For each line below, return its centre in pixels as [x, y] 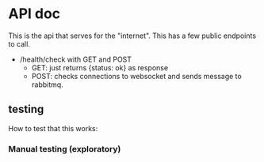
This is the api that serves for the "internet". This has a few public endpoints [132, 36]
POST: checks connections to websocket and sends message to [136, 76]
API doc [34, 14]
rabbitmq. [47, 85]
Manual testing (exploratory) [65, 149]
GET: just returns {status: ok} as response [100, 67]
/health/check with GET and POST [76, 59]
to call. [19, 43]
